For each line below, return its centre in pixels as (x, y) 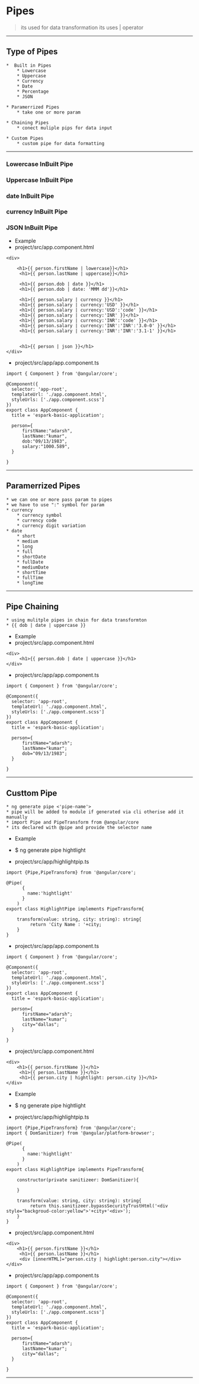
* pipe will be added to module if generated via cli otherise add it (95, 812)
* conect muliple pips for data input (65, 128)
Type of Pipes (32, 52)
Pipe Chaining (33, 606)
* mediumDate (33, 567)
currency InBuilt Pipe (37, 212)
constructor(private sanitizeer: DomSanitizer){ (78, 1180)
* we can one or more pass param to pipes (59, 500)
